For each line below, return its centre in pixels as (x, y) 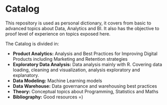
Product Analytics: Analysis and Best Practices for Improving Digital (85, 54)
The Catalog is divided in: (32, 43)
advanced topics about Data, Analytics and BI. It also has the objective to (82, 28)
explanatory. (26, 75)
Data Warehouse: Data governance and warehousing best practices (85, 86)
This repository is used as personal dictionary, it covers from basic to (78, 23)
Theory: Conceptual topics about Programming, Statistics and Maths (86, 91)
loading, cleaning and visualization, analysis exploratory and (76, 70)
